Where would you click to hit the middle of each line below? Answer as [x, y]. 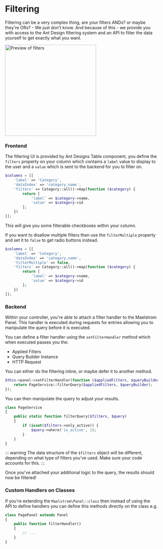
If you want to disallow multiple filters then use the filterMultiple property [81, 235]
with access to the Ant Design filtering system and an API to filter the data [79, 33]
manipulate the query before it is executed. [48, 327]
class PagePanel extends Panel [37, 515]
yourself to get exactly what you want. [43, 38]
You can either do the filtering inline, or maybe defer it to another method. [79, 371]
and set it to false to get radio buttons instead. [52, 240]
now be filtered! [21, 478]
